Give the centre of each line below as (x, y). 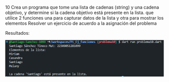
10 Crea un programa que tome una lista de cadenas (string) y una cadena (82, 7)
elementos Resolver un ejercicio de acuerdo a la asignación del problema (81, 23)
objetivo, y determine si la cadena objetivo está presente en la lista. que (79, 13)
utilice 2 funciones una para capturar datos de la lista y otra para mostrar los (84, 18)
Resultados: (18, 33)
